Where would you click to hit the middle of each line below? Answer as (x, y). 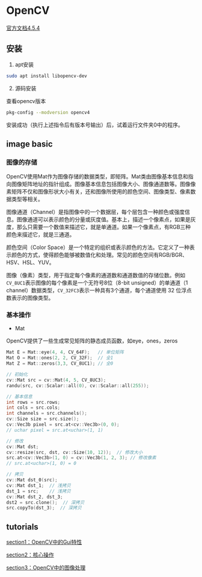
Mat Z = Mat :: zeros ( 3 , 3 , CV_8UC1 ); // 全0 (60, 364)
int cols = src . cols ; (33, 408)
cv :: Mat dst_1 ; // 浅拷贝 (38, 485)
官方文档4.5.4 (23, 28)
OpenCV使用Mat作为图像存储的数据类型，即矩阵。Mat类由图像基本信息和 (97, 177)
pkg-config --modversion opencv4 (48, 112)
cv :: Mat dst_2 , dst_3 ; (35, 497)
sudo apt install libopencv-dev (47, 76)
